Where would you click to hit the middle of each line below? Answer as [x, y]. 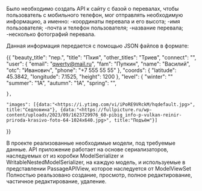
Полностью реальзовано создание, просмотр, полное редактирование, [99, 175]
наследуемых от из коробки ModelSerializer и [65, 156]
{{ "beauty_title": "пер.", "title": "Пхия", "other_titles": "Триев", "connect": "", [101, 57]
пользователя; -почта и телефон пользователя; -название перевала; [95, 28]
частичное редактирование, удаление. [56, 181]
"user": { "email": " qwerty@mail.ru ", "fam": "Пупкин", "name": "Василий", [98, 64]
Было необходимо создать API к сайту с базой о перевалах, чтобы [93, 9]
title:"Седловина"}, [32, 110]
